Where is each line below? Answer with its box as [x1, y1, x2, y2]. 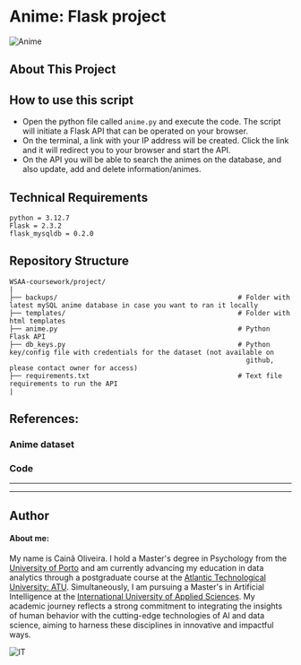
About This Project [9, 62, 116, 77]
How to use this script [9, 92, 134, 108]
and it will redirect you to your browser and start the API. [21, 145, 231, 156]
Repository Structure [9, 254, 130, 269]
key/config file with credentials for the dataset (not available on [9, 348, 275, 357]
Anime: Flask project [9, 6, 167, 27]
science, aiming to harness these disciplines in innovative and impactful [9, 619, 274, 630]
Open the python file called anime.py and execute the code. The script [21, 117, 281, 127]
